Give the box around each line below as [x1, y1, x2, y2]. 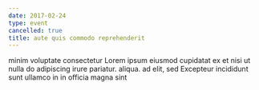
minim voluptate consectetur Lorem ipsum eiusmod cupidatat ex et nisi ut [8, 56, 251, 65]
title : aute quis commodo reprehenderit [8, 33, 146, 42]
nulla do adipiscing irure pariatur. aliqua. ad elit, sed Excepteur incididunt [8, 65, 249, 74]
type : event [8, 19, 48, 27]
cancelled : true [8, 26, 63, 34]
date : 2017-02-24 [8, 11, 67, 20]
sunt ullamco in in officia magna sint [8, 72, 127, 82]
